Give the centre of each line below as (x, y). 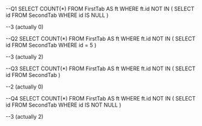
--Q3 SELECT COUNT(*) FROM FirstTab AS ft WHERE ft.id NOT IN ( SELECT (101, 68)
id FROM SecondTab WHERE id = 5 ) (51, 45)
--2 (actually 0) (24, 87)
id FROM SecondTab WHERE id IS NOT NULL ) (64, 105)
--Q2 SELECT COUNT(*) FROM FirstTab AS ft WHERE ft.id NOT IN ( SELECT (101, 38)
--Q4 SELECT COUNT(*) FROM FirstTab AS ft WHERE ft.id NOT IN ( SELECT (101, 98)
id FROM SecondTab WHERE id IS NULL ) (57, 15)
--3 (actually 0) (24, 27)
